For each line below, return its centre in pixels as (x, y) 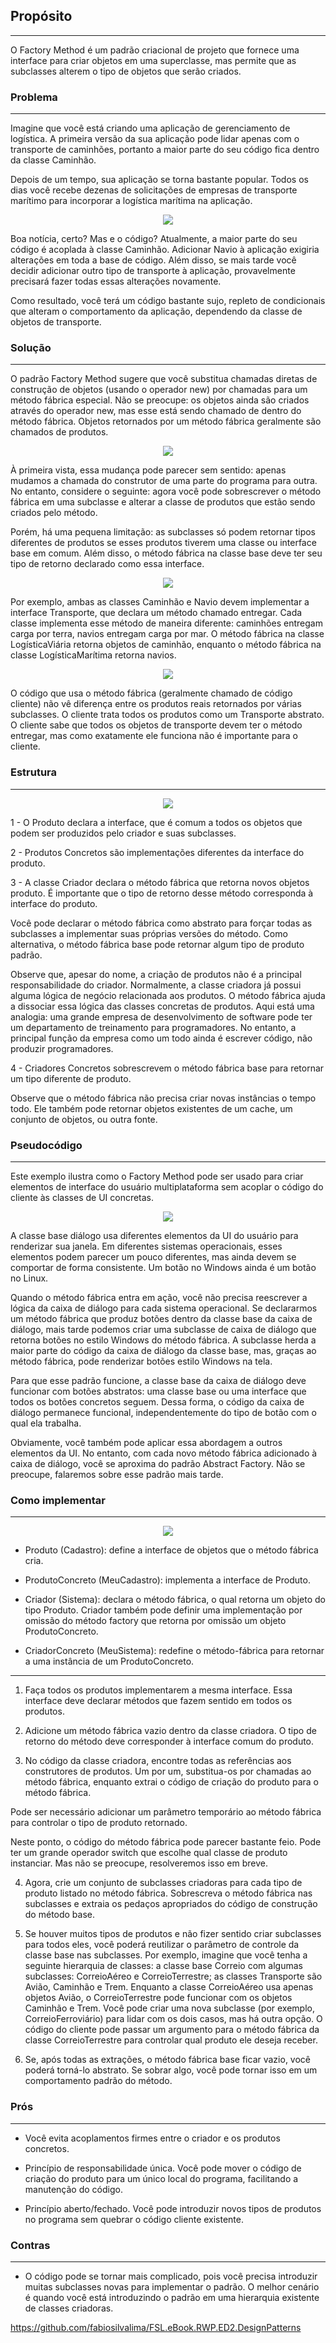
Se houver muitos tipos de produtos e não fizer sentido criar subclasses (173, 1934)
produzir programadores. (62, 1048)
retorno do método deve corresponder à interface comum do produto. (169, 1741)
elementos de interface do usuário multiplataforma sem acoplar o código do (167, 1187)
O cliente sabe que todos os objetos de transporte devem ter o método (156, 725)
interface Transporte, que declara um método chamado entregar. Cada (156, 613)
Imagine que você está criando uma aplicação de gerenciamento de (150, 128)
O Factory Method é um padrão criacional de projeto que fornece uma (155, 50)
